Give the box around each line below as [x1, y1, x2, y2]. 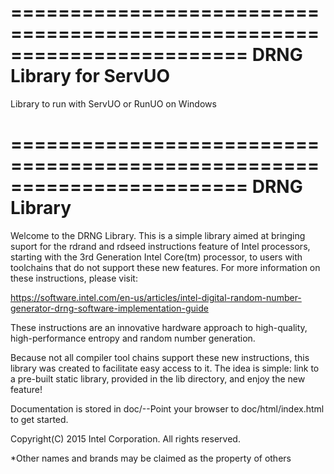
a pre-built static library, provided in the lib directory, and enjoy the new [10, 372, 306, 385]
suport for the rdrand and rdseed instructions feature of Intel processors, [10, 240, 311, 252]
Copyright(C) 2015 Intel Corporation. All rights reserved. [10, 432, 241, 445]
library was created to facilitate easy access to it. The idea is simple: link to [10, 362, 320, 374]
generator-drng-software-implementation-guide [10, 302, 209, 314]
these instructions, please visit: [10, 272, 138, 284]
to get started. [10, 413, 69, 425]
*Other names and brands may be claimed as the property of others [10, 452, 292, 464]
